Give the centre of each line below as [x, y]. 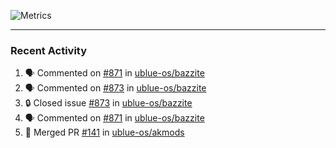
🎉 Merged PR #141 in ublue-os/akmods [104, 132]
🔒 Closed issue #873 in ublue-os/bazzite [108, 103]
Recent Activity [49, 50]
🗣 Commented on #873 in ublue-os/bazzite [115, 88]
